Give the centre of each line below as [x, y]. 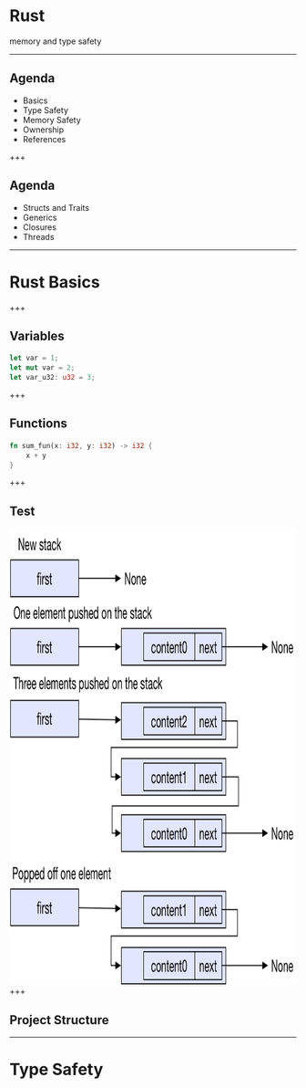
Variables [37, 335]
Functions [39, 424]
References [44, 139]
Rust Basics [55, 282]
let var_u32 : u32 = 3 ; [52, 378]
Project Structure [59, 1020]
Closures [40, 227]
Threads [38, 236]
